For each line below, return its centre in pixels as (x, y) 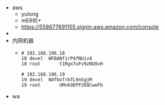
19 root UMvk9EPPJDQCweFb (62, 85)
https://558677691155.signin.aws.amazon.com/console (90, 27)
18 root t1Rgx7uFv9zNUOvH (62, 64)
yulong (30, 14)
